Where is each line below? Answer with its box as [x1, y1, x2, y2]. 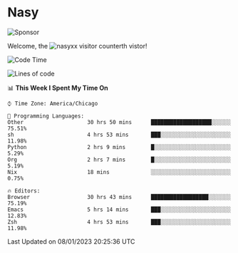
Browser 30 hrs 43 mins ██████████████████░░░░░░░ [7, 193, 232, 200]
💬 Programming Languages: [7, 112, 84, 120]
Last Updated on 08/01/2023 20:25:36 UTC [7, 237, 135, 246]
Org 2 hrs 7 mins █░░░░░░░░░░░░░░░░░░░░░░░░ [7, 156, 232, 163]
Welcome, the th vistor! [7, 41, 148, 50]
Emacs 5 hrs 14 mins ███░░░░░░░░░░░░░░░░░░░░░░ [7, 206, 232, 213]
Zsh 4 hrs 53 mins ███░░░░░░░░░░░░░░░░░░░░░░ [7, 218, 232, 225]
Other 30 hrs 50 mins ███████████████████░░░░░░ [7, 118, 232, 125]
